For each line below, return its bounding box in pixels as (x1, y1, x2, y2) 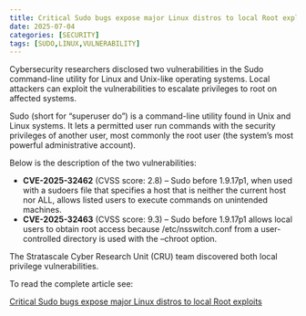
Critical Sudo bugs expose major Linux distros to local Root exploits (9, 296, 262, 307)
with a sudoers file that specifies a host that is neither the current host (22, 184, 287, 196)
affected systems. (9, 93, 77, 104)
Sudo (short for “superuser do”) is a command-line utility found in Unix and (9, 111, 291, 121)
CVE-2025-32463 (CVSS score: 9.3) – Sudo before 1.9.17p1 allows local (22, 214, 293, 225)
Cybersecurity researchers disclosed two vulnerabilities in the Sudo (9, 64, 264, 75)
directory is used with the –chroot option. (62, 234, 218, 245)
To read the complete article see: (9, 279, 134, 290)
